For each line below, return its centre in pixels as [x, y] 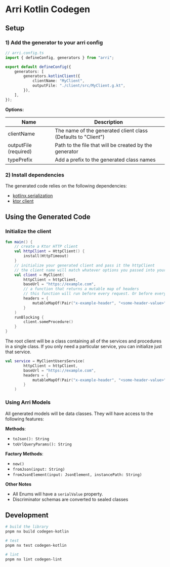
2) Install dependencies [35, 175]
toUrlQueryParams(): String [42, 444]
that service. [18, 352]
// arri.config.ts [25, 53]
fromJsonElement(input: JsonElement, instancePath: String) [77, 475]
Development [27, 515]
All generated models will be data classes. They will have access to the [79, 413]
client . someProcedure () [48, 322]
